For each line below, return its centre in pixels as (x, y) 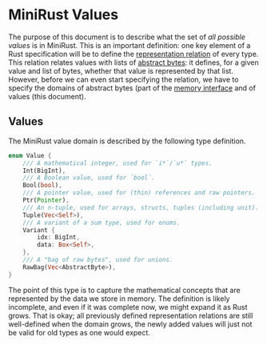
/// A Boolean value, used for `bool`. (89, 178)
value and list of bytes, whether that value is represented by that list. (121, 70)
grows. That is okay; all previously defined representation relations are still (131, 315)
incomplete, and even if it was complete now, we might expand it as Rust (128, 307)
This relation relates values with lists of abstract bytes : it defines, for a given (133, 62)
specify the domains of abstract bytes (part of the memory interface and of (132, 88)
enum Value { (30, 155)
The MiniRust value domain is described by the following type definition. (127, 141)
